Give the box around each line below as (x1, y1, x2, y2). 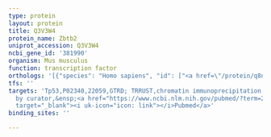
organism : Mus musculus (8, 57, 89, 65)
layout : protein (8, 19, 63, 27)
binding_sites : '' (8, 110, 70, 118)
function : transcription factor (8, 64, 117, 73)
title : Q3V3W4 (8, 27, 56, 35)
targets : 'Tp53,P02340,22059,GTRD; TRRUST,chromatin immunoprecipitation (8, 86, 262, 95)
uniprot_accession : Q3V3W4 (8, 42, 99, 50)
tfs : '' (8, 79, 35, 87)
